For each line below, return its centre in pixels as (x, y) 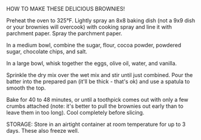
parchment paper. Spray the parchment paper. (64, 33)
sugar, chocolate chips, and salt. (47, 52)
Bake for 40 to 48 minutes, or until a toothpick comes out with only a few (97, 100)
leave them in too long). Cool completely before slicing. (75, 112)
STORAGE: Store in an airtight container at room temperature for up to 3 (96, 124)
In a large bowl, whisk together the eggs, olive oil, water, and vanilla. (92, 63)
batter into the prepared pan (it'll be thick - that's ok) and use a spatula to (98, 82)
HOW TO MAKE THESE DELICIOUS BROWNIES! (66, 9)
